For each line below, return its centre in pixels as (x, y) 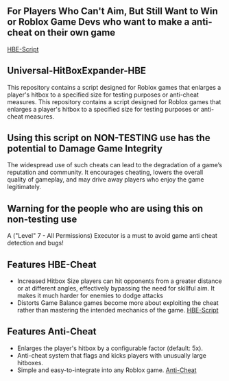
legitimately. (24, 187)
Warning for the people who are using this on (105, 208)
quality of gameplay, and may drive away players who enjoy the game (106, 180)
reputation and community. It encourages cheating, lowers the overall (105, 172)
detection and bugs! (35, 243)
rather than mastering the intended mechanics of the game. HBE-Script (118, 310)
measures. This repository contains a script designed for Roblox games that (114, 101)
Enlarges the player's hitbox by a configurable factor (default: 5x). (110, 348)
